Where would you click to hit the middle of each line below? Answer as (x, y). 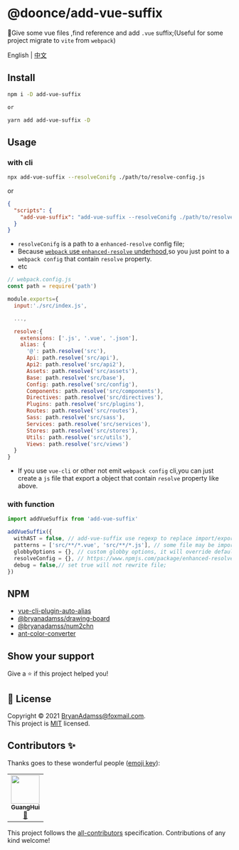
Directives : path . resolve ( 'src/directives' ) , (95, 398)
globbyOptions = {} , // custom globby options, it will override (113, 552)
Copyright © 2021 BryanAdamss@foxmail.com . (76, 715)
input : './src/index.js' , (51, 305)
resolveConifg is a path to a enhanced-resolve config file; (101, 244)
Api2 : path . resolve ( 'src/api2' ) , (76, 364)
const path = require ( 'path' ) (52, 286)
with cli (20, 162)
